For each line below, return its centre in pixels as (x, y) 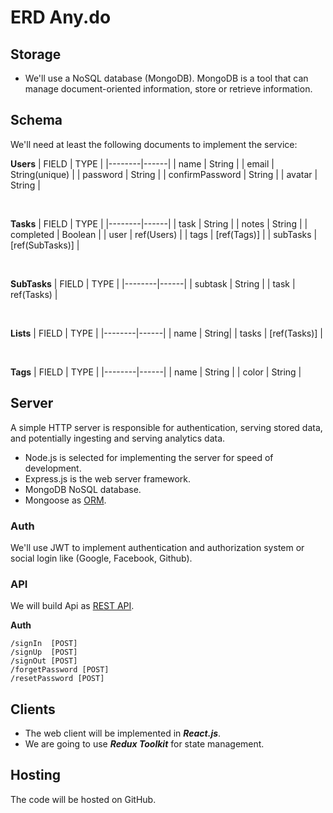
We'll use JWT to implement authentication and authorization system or (157, 547)
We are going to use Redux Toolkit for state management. (144, 744)
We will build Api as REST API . (72, 606)
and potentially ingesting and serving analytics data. (118, 438)
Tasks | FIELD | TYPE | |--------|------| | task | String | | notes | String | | (159, 223)
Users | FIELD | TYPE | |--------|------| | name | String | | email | (142, 163)
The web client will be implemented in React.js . (123, 733)
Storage (36, 54)
